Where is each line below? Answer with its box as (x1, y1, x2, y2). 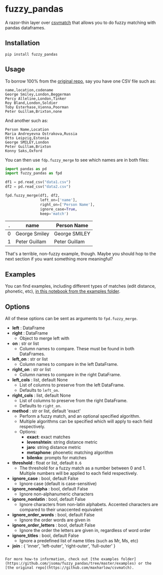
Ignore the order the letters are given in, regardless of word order (19, 528, 151, 533)
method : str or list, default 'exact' (12, 408, 81, 414)
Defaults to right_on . (19, 403, 62, 409)
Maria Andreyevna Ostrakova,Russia (5, 131, 78, 136)
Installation (5, 39, 40, 47)
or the (138, 561, 152, 566)
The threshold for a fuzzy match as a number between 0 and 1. (19, 465, 146, 471)
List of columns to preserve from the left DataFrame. (19, 382, 125, 388)
